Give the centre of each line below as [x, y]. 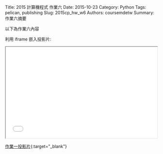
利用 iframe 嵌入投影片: [28, 39]
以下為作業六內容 [22, 29]
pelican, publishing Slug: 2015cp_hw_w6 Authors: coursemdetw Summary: [80, 13]
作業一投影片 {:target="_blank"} [36, 146]
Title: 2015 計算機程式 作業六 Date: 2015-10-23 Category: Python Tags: [76, 7]
